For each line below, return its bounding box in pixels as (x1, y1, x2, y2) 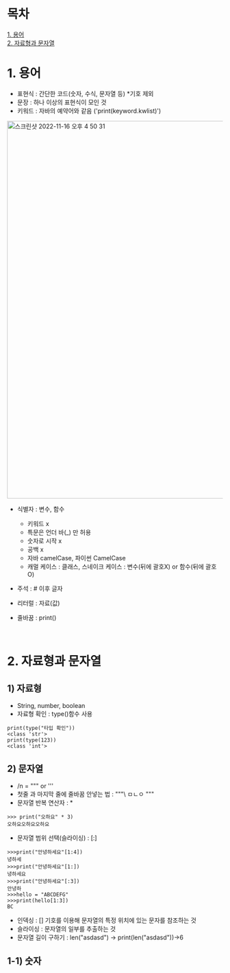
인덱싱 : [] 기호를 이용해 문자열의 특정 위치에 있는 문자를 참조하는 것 (16, 916, 196, 924)
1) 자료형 (7, 683, 42, 694)
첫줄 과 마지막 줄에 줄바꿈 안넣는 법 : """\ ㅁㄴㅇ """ (16, 790, 155, 798)
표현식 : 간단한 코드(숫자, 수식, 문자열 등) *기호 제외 (16, 89, 154, 98)
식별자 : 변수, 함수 (16, 505, 65, 513)
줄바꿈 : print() (16, 613, 57, 621)
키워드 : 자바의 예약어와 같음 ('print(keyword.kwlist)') (16, 106, 162, 115)
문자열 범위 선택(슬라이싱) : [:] (16, 834, 97, 842)
